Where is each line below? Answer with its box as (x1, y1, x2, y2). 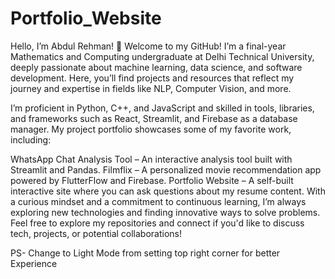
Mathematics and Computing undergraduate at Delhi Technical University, (10, 50, 315, 62)
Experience (10, 257, 58, 269)
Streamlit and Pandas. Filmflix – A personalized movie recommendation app (10, 163, 322, 176)
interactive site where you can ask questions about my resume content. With (10, 185, 326, 197)
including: (10, 133, 52, 146)
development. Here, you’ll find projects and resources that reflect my (10, 72, 295, 84)
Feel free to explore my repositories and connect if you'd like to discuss (10, 217, 305, 229)
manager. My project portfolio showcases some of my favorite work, (10, 123, 292, 135)
